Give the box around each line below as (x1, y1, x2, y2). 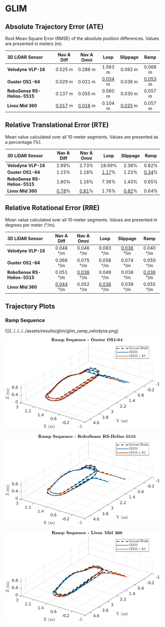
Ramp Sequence (5, 317, 45, 324)
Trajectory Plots (5, 302, 55, 311)
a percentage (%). (5, 139, 42, 145)
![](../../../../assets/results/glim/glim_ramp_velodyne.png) (5, 328, 119, 334)
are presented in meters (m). (5, 41, 63, 47)
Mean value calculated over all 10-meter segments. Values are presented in (5, 217, 158, 222)
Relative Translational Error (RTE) (5, 121, 109, 129)
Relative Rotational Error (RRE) (5, 204, 100, 212)
